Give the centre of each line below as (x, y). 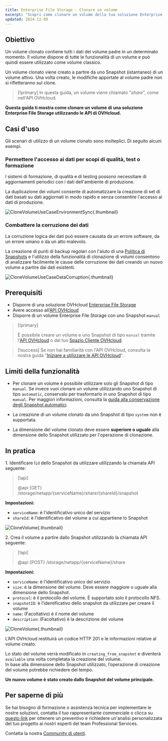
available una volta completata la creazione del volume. (63, 659)
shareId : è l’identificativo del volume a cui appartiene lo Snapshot (80, 518)
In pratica (20, 451)
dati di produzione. (25, 202)
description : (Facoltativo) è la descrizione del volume (68, 619)
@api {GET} (30, 488)
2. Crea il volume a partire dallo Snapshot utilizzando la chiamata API (76, 538)
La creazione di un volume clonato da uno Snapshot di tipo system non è (87, 415)
